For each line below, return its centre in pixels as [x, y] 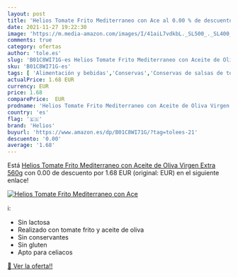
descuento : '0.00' [34, 138]
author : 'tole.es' [34, 54]
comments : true [30, 40]
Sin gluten [32, 245]
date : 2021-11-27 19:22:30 [47, 27]
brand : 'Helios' [31, 125]
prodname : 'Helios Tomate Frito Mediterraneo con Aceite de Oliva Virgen [119, 106]
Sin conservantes [43, 237]
